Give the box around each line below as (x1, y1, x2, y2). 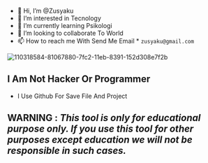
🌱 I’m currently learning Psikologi (17, 22, 113, 29)
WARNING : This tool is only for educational (7, 112, 201, 124)
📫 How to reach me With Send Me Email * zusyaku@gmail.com (17, 37, 194, 45)
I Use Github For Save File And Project (17, 92, 128, 100)
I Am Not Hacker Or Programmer (7, 73, 151, 85)
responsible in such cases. (7, 145, 127, 157)
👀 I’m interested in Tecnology (17, 14, 101, 22)
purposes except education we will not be (7, 134, 193, 146)
